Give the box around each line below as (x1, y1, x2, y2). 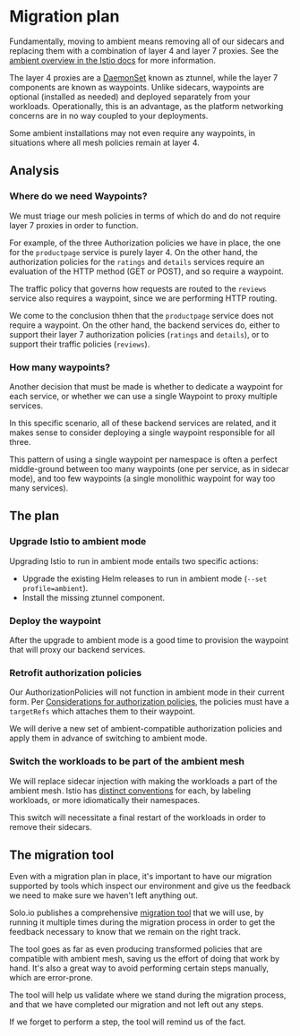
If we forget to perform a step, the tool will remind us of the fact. (9, 1016, 246, 1027)
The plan (9, 509, 60, 524)
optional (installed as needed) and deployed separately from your (9, 91, 251, 102)
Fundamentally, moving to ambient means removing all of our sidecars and (9, 36, 285, 47)
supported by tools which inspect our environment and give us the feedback (9, 880, 291, 892)
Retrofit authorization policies (9, 666, 142, 679)
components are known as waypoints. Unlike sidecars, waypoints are (9, 81, 264, 92)
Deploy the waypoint (9, 614, 101, 627)
